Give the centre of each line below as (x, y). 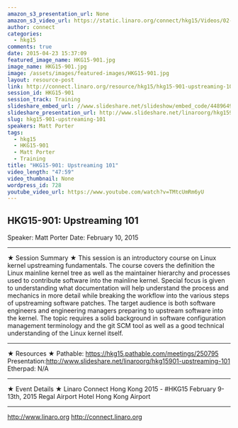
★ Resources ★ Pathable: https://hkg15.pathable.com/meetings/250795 (113, 354)
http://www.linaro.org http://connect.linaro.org (75, 417)
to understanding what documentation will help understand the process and (118, 288)
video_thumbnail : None (41, 179)
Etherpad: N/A (28, 368)
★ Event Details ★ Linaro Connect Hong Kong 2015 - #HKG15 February (112, 389)
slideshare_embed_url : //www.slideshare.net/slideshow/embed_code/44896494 (121, 106)
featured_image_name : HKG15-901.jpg (61, 60)
